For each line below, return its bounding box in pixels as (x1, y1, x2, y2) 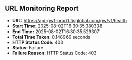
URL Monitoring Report (5, 4, 79, 13)
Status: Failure (12, 44, 44, 50)
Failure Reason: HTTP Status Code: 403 (12, 50, 97, 56)
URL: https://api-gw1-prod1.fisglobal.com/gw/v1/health (12, 17, 127, 23)
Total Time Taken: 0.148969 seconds (12, 34, 91, 40)
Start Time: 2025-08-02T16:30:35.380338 (12, 23, 103, 29)
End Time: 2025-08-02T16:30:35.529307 (12, 28, 100, 35)
